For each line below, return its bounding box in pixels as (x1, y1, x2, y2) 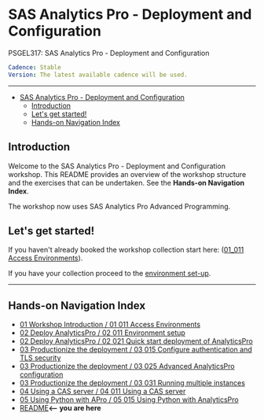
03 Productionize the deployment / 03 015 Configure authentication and (19, 344, 253, 355)
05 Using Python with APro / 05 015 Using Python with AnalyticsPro (19, 395, 239, 404)
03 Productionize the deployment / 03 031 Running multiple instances (19, 378, 246, 388)
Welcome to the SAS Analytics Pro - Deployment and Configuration (8, 161, 226, 171)
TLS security (19, 353, 61, 363)
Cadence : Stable (8, 63, 61, 72)
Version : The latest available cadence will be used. (8, 71, 189, 79)
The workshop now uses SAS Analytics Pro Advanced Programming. (8, 201, 231, 211)
